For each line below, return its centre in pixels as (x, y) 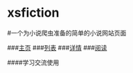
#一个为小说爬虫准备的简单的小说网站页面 (67, 33)
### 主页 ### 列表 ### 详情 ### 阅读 (57, 47)
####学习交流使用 (33, 62)
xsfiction (33, 13)
